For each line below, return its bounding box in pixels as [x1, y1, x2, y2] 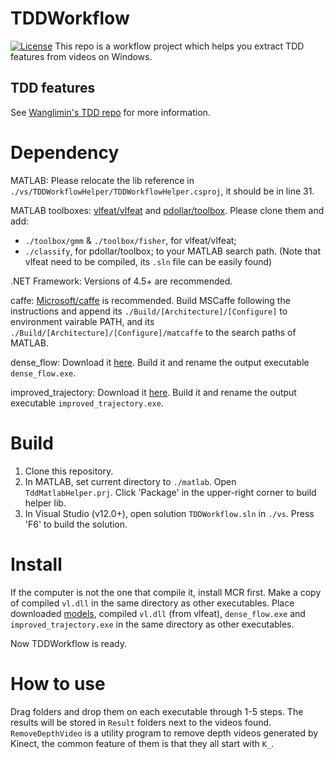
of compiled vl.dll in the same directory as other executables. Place [10, 597, 295, 609]
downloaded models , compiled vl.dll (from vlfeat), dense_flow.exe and [10, 607, 306, 619]
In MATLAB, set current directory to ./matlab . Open [24, 475, 237, 487]
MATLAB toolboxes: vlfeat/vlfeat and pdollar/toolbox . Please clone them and [10, 204, 325, 216]
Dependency [10, 141, 120, 164]
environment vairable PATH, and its [10, 315, 155, 327]
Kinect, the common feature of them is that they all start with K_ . [10, 737, 275, 749]
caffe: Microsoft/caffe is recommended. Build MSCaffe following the [10, 294, 291, 306]
